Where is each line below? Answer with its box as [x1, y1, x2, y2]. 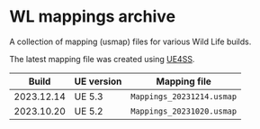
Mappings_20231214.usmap [130, 91, 237, 101]
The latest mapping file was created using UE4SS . [9, 53, 195, 64]
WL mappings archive [9, 6, 176, 27]
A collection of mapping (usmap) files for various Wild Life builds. [9, 36, 252, 47]
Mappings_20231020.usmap [130, 106, 237, 116]
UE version [74, 75, 122, 88]
